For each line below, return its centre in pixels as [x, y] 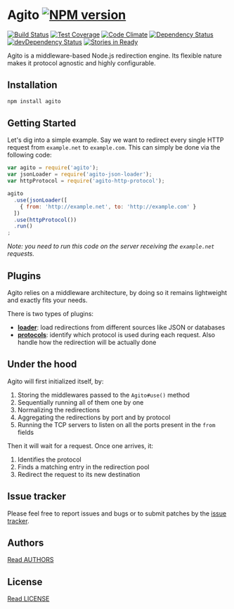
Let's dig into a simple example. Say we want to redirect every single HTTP [116, 140]
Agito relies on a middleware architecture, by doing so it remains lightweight [117, 293]
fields [25, 432]
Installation [32, 85]
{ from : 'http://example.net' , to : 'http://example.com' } [108, 207]
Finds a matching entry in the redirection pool [83, 466]
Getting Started [42, 123]
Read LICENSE [28, 599]
